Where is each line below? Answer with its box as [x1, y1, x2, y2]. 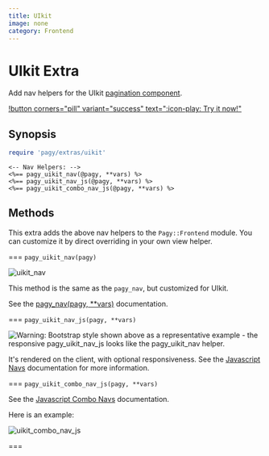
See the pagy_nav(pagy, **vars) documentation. [8, 299, 168, 308]
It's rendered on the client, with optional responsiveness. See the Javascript [8, 354, 261, 364]
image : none [8, 19, 48, 27]
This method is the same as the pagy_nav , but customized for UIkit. [8, 283, 229, 293]
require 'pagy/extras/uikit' [8, 149, 106, 157]
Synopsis [8, 127, 56, 141]
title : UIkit [8, 11, 52, 20]
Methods [8, 207, 55, 220]
